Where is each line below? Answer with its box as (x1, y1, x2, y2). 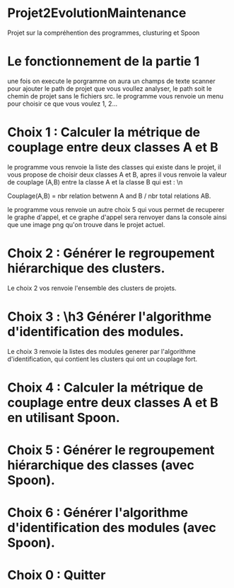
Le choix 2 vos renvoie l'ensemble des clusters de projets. (7, 284, 177, 292)
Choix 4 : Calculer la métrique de (7, 379, 204, 395)
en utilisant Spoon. (7, 409, 120, 426)
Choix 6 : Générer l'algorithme (7, 505, 189, 521)
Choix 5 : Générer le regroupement (7, 442, 215, 458)
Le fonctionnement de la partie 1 (7, 53, 200, 70)
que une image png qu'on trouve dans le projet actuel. (7, 220, 165, 228)
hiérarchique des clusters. (7, 260, 165, 276)
